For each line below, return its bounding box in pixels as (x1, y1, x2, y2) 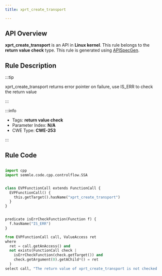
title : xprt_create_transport (5, 7, 66, 12)
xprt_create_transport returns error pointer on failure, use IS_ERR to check (5, 84, 153, 90)
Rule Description (5, 61, 57, 69)
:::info (5, 108, 16, 114)
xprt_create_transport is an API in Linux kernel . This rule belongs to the (5, 42, 150, 48)
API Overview (5, 30, 48, 38)
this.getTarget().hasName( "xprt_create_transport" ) (14, 195, 120, 200)
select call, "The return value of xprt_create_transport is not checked (5, 266, 158, 271)
